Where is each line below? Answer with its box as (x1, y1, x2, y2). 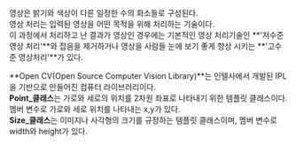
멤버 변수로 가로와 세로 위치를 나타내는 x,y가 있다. (9, 104, 181, 114)
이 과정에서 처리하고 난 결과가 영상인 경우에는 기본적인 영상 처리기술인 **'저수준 (9, 30, 284, 40)
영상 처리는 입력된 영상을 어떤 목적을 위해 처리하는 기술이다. (9, 19, 215, 29)
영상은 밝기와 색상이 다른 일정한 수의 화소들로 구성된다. (9, 8, 199, 18)
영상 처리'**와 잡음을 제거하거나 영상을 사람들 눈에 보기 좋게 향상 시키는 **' (9, 41, 269, 51)
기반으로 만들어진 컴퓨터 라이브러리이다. (18, 82, 157, 92)
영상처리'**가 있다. (18, 52, 84, 62)
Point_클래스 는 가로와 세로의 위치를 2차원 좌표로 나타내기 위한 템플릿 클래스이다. (9, 93, 288, 103)
